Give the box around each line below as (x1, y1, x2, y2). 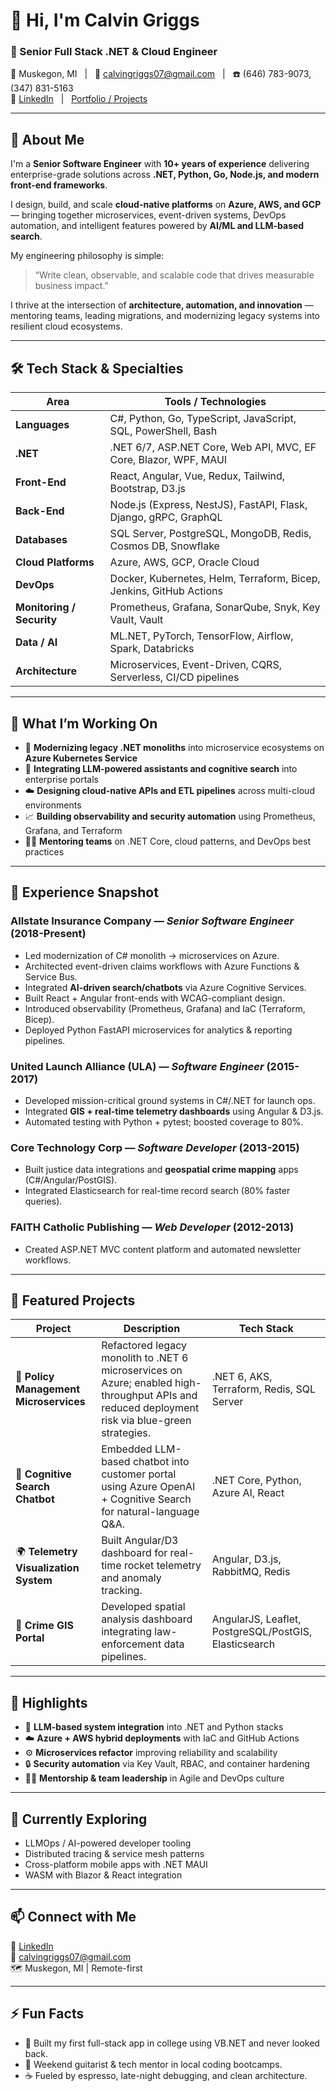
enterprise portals (24, 773, 99, 785)
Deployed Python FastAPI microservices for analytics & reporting (24, 1024, 293, 1036)
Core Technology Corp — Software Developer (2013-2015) (10, 1140, 300, 1154)
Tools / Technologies (164, 395, 267, 409)
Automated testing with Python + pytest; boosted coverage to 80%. (24, 1115, 304, 1128)
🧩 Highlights (10, 1694, 88, 1711)
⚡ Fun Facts (10, 2005, 85, 2023)
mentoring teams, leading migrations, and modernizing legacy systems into (10, 310, 321, 322)
